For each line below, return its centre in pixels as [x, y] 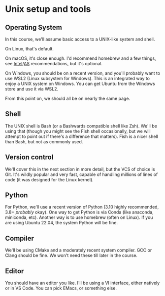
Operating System [34, 27]
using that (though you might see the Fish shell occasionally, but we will [78, 131]
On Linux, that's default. [30, 49]
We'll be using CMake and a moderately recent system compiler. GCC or [79, 250]
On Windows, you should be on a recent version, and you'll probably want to [83, 73]
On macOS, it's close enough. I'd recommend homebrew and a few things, [81, 58]
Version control [29, 157]
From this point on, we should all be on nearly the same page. [68, 98]
